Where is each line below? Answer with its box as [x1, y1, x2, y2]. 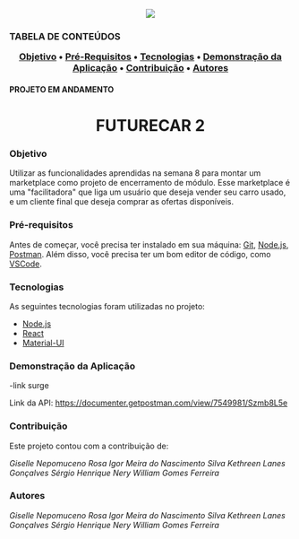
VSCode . [9, 258, 43, 269]
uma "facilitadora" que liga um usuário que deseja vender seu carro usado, [9, 187, 286, 197]
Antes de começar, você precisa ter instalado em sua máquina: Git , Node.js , [9, 239, 289, 250]
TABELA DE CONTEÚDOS [9, 30, 121, 42]
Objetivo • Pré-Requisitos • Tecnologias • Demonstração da [19, 50, 282, 63]
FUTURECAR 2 [95, 116, 206, 136]
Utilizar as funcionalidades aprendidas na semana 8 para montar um [9, 168, 261, 178]
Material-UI [21, 337, 64, 348]
